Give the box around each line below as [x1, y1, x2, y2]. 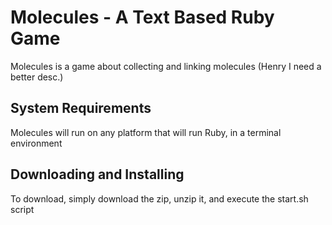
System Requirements [10, 100, 152, 117]
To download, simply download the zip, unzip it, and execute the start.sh [10, 192, 309, 205]
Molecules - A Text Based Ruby [10, 6, 275, 29]
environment [10, 137, 63, 149]
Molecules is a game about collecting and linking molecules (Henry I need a [10, 60, 322, 72]
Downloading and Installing [10, 166, 185, 183]
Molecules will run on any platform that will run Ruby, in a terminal [10, 126, 282, 138]
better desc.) [10, 71, 64, 83]
